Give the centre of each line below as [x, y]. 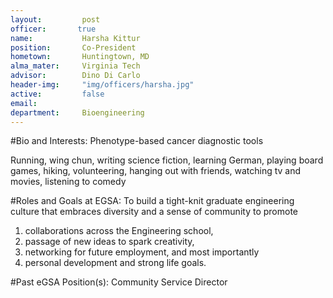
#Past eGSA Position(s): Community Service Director [119, 282]
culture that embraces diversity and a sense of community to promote [154, 212]
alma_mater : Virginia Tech [75, 66]
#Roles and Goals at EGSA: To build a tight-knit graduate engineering [152, 201]
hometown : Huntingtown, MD [80, 57]
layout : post [55, 19]
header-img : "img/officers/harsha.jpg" [102, 85]
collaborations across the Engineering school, [119, 231]
